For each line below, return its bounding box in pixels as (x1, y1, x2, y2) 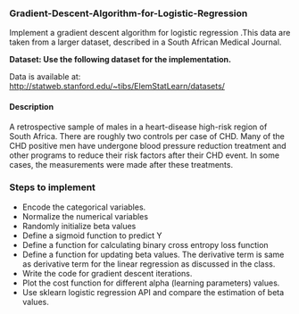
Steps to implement (9, 181, 96, 194)
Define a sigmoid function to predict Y (21, 230, 162, 241)
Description (9, 101, 54, 112)
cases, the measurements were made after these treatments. (9, 159, 234, 169)
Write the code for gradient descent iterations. (21, 268, 193, 278)
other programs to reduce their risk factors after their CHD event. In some (9, 150, 279, 161)
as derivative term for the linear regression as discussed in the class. (21, 258, 276, 269)
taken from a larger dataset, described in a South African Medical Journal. (9, 37, 282, 47)
